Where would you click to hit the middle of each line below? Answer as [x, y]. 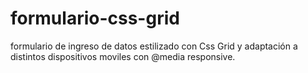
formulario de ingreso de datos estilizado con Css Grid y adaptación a [154, 46]
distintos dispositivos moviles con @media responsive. [123, 56]
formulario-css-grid [95, 18]
